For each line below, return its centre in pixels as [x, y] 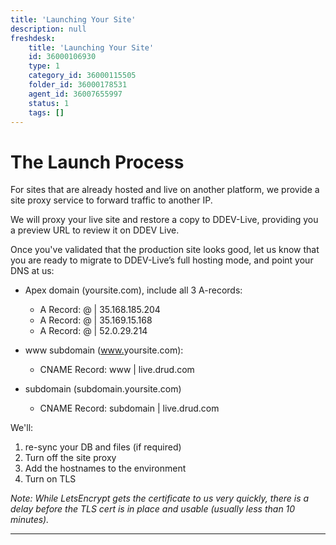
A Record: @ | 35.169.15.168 [96, 320]
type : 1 [44, 66]
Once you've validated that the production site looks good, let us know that [165, 250]
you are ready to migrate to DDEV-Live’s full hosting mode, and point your [162, 260]
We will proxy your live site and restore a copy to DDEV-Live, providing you [164, 220]
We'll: [22, 428]
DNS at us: [32, 271]
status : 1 [49, 103]
